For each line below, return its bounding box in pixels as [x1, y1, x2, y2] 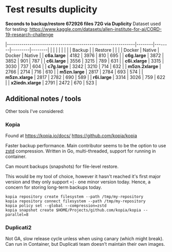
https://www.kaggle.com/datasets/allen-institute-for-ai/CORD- [29, 26, 162, 32]
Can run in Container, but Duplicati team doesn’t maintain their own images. [5, 241, 165, 247]
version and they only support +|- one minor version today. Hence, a [5, 179, 151, 185]
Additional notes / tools [5, 94, 82, 103]
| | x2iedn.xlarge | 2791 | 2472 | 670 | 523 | [5, 80, 98, 86]
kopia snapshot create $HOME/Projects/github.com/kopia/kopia [5, 208, 141, 213]
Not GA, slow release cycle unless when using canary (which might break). [5, 236, 164, 242]
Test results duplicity [5, 4, 98, 15]
